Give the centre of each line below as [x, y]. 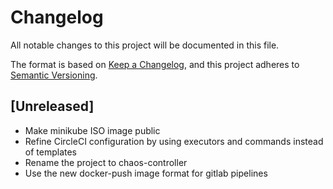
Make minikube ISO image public [92, 130]
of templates [50, 152]
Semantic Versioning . [54, 75]
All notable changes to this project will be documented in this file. [145, 45]
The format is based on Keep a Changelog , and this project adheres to [155, 64]
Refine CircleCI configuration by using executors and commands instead [174, 141]
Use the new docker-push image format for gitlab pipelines [146, 173]
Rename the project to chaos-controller [106, 162]
